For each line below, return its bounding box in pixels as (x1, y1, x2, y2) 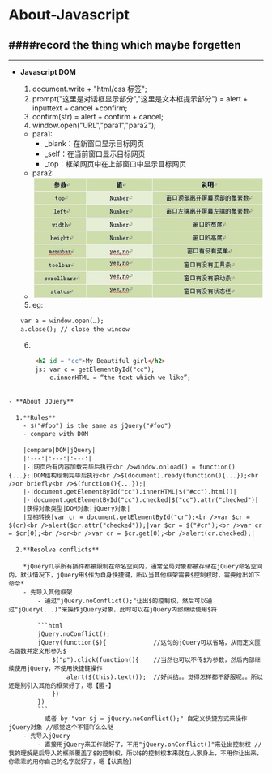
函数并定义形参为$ (14, 647, 67, 655)
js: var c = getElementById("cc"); (35, 365, 155, 374)
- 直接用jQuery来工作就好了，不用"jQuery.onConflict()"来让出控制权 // (37, 741, 262, 749)
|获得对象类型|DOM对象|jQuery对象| (23, 505, 131, 513)
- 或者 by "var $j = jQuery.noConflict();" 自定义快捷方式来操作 (37, 715, 249, 723)
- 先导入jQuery (23, 732, 70, 741)
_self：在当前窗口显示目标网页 (44, 149, 146, 158)
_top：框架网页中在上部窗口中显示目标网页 (44, 159, 187, 168)
